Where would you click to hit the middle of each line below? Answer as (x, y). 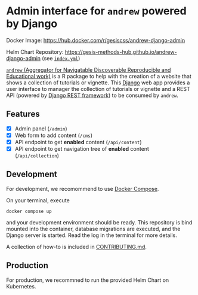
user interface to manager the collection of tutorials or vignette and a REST (98, 89)
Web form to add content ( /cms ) (54, 135)
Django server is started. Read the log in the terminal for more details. (92, 235)
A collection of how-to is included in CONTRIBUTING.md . (77, 247)
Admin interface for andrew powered (96, 11)
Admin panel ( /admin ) (41, 128)
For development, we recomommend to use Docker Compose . (83, 188)
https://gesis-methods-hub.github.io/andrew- (121, 51)
